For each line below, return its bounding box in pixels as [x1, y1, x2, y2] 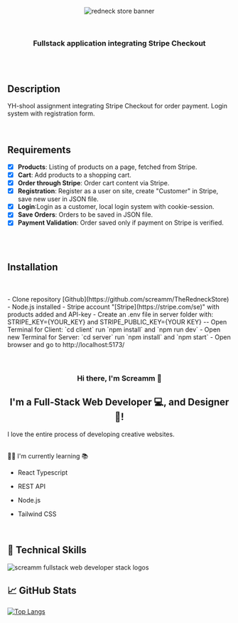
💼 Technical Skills [7, 544, 87, 556]
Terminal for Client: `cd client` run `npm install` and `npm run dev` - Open [7, 325, 221, 334]
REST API [17, 482, 46, 490]
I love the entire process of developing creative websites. [7, 430, 175, 438]
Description [7, 83, 60, 95]
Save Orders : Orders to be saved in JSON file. [17, 210, 153, 219]
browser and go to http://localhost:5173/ [7, 341, 125, 349]
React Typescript [17, 468, 68, 477]
